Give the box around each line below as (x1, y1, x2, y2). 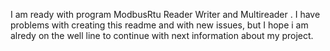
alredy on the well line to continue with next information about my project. (10, 30, 314, 41)
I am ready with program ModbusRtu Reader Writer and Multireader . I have (10, 9, 321, 20)
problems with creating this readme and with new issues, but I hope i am (10, 19, 309, 31)
